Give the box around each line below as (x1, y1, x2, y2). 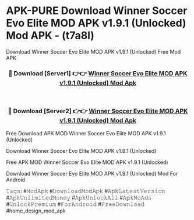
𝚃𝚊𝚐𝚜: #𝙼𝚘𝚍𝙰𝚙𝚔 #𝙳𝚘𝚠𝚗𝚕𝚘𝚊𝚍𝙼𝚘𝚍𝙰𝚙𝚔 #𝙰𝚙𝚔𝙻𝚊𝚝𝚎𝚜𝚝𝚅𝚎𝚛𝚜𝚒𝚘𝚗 (6, 187, 166, 194)
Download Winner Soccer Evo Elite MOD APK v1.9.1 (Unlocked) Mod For (6, 170, 178, 177)
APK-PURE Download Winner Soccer (6, 4, 188, 18)
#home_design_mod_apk (6, 207, 66, 214)
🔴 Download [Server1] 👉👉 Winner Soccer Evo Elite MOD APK (8, 69, 188, 77)
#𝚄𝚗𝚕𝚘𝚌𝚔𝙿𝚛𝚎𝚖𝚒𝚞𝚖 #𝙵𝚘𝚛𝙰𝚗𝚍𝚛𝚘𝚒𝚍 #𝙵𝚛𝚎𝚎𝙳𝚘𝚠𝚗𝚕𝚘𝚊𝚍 (6, 200, 144, 208)
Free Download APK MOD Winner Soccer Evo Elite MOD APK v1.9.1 (6, 130, 166, 137)
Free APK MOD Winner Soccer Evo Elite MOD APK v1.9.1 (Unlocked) (6, 159, 168, 166)
